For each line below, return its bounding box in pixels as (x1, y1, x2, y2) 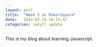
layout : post (5, 7, 33, 13)
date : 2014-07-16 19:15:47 (5, 17, 67, 22)
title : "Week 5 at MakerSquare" (5, 12, 77, 17)
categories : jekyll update (5, 21, 63, 27)
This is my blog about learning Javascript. (5, 36, 93, 42)
